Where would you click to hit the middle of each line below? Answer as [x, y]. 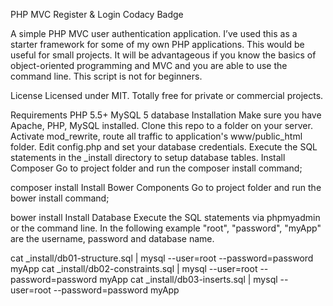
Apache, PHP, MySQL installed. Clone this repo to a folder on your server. [161, 125]
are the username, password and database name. [112, 238]
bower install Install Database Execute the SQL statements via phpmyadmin [165, 217]
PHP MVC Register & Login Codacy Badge [97, 14]
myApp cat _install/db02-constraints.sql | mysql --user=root [134, 268]
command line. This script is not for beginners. [106, 76]
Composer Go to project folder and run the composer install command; [156, 168]
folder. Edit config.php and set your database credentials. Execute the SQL [164, 147]
